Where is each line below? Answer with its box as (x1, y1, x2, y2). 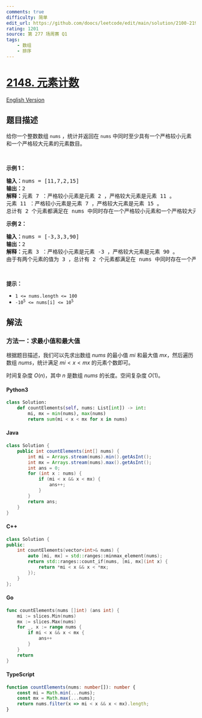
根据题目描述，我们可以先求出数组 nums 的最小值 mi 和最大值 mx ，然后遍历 (6, 352, 194, 359)
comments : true (6, 8, 44, 15)
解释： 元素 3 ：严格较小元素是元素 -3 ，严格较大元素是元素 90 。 (6, 248, 179, 255)
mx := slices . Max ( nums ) (17, 619, 77, 625)
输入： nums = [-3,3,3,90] (6, 233, 79, 240)
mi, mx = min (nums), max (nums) (28, 411, 106, 417)
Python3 (6, 386, 28, 393)
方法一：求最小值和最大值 (6, 337, 81, 345)
